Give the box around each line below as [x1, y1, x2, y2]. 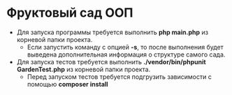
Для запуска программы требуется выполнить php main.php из [16, 28, 209, 36]
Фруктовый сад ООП [6, 5, 133, 21]
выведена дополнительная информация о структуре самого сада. [27, 50, 226, 59]
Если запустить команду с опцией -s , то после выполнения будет [27, 43, 224, 51]
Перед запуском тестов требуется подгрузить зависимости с [27, 72, 212, 81]
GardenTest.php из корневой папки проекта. [16, 65, 151, 73]
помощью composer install [27, 80, 109, 88]
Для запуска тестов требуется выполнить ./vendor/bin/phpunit [16, 57, 207, 66]
